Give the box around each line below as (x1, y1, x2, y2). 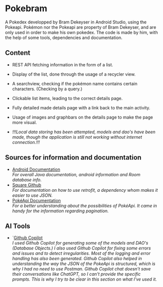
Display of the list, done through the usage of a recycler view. (12, 71, 136, 77)
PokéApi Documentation (12, 197, 61, 203)
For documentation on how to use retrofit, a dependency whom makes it (12, 187, 158, 193)
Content (5, 49, 31, 57)
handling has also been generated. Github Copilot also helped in (12, 256, 143, 262)
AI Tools (5, 222, 31, 230)
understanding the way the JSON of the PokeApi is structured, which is (12, 261, 156, 266)
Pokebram (5, 3, 47, 14)
